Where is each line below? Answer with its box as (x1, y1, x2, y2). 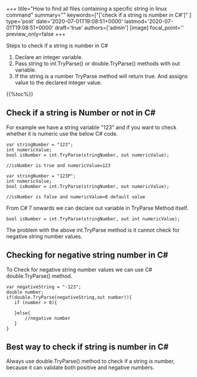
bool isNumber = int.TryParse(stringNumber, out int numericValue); (6, 216, 180, 222)
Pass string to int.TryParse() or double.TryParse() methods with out (14, 60, 180, 67)
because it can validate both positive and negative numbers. (6, 364, 155, 371)
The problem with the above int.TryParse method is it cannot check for (6, 226, 180, 234)
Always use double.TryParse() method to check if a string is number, (6, 358, 175, 365)
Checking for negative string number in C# (6, 250, 168, 260)
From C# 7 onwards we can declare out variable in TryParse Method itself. (6, 204, 189, 212)
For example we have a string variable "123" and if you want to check (6, 124, 177, 131)
